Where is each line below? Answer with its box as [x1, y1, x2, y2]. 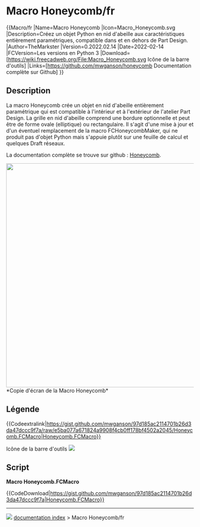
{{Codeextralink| [6, 420, 47, 427]
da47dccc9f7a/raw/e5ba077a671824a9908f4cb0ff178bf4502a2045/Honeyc [6, 426, 193, 434]
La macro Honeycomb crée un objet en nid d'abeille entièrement [6, 102, 164, 109]
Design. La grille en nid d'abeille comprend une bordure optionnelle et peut [6, 114, 190, 121]
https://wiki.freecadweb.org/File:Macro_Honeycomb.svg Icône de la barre [8, 56, 189, 63]
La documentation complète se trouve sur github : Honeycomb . [6, 151, 161, 158]
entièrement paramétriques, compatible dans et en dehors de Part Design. [6, 36, 189, 44]
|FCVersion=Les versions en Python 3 [6, 49, 99, 56]
